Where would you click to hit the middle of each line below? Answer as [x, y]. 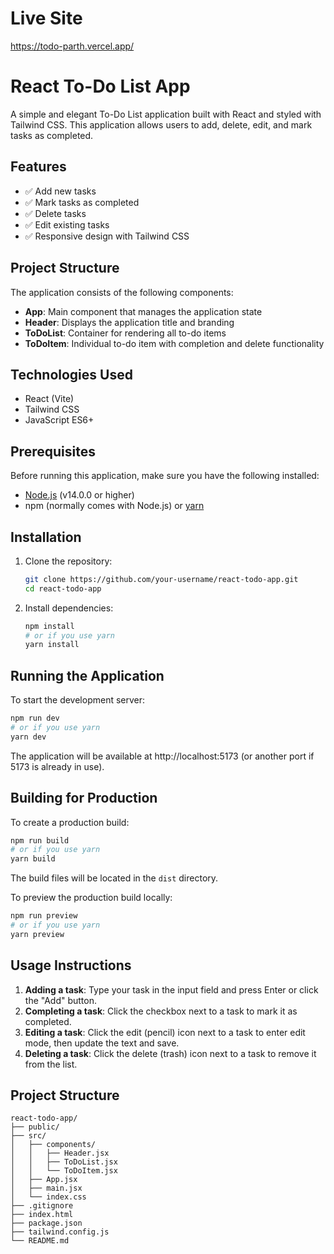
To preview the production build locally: [91, 898]
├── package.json [46, 1223]
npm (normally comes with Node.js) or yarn [114, 506]
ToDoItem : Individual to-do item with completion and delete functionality [174, 343]
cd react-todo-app [63, 588]
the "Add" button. [61, 1000]
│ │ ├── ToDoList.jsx [64, 1162]
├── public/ [35, 1127]
